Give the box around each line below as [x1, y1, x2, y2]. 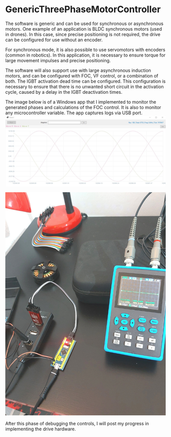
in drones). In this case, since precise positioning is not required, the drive [5, 31, 161, 37]
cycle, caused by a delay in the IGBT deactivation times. [5, 89, 123, 95]
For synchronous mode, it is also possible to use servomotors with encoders [5, 46, 165, 53]
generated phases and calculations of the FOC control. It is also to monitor [5, 104, 161, 110]
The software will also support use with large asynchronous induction [5, 67, 151, 73]
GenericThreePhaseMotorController [5, 4, 161, 15]
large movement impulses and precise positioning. [5, 57, 111, 63]
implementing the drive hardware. [5, 426, 76, 432]
